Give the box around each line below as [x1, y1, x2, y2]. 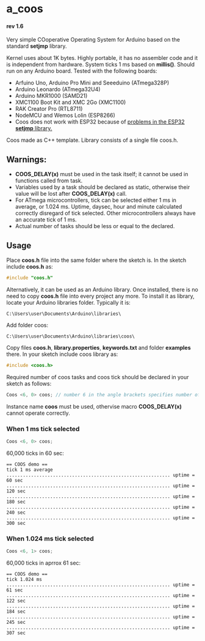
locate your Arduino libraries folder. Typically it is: [6, 298, 131, 306]
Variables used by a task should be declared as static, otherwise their [15, 183, 190, 191]
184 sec [6, 608, 26, 615]
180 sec [6, 498, 26, 505]
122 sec [6, 598, 26, 604]
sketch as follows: [6, 380, 52, 387]
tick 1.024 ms [6, 576, 43, 582]
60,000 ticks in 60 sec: [6, 449, 64, 457]
